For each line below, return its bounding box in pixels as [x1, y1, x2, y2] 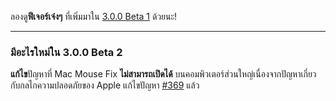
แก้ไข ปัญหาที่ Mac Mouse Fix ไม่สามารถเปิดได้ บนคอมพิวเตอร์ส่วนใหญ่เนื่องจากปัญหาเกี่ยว [10, 68, 317, 80]
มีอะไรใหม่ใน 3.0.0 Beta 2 [10, 45, 123, 59]
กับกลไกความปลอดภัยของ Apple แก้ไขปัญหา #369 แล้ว [10, 79, 200, 91]
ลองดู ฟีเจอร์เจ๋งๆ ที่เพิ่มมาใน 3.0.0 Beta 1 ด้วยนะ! [10, 11, 178, 22]
